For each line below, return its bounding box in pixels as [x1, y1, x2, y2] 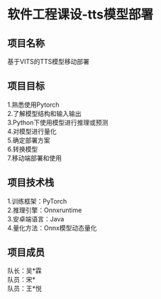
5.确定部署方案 [7, 136, 50, 145]
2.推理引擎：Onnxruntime [7, 206, 82, 214]
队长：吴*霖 [7, 266, 43, 275]
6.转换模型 [7, 145, 38, 153]
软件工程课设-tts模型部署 [7, 6, 154, 23]
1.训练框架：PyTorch [7, 196, 67, 205]
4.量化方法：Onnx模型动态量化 [7, 224, 97, 232]
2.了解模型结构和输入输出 [7, 109, 82, 117]
